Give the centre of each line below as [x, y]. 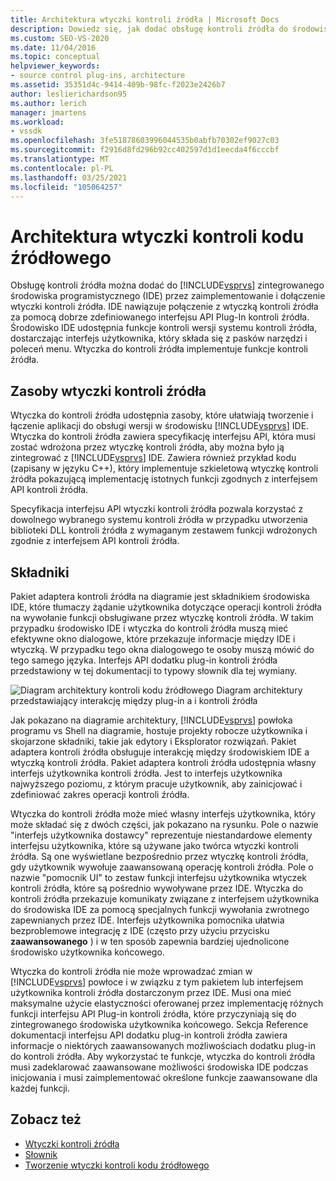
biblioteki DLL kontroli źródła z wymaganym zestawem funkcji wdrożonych [164, 530]
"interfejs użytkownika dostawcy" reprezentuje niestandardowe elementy [161, 835]
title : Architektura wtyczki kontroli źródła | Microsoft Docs [145, 19]
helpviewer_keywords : [55, 66]
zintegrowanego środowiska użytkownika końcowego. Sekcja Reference [159, 1024]
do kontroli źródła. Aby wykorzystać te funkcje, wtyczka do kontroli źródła [162, 1056]
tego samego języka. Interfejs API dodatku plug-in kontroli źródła [144, 660]
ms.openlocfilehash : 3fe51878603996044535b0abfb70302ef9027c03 [145, 141]
